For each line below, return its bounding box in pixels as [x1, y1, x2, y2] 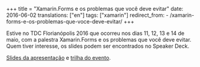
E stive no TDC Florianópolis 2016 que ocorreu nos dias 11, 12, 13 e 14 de [6, 30, 185, 37]
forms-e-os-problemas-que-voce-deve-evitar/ [6, 18, 122, 25]
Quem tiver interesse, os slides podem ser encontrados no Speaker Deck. [6, 42, 190, 49]
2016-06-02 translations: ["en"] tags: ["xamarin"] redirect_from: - [6, 11, 169, 19]
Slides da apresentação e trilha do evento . [6, 54, 111, 61]
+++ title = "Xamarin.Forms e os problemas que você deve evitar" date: [6, 5, 184, 12]
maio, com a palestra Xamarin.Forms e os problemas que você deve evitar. [6, 36, 192, 43]
